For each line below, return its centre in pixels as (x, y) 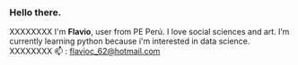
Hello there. (35, 12)
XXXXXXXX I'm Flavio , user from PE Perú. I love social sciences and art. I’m (149, 32)
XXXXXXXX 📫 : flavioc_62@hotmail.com (85, 52)
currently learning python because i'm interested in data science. (130, 41)
